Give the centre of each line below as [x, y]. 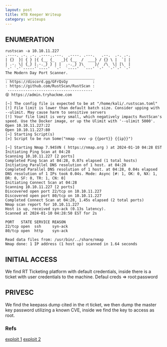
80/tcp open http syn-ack [37, 231]
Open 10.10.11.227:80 [28, 130]
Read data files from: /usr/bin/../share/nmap [54, 240]
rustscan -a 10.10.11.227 [32, 51]
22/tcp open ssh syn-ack [37, 227]
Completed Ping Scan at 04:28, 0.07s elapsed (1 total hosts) [71, 161]
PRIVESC [19, 293]
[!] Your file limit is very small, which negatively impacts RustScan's [84, 117]
